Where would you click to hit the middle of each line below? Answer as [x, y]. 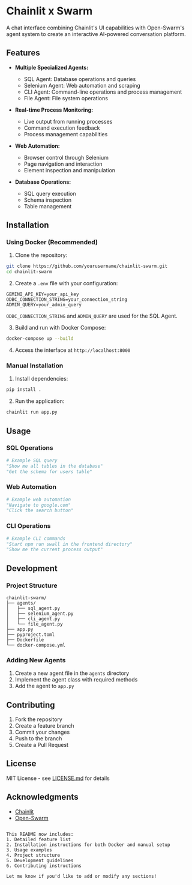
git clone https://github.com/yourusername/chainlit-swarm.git [87, 266]
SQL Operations [30, 448]
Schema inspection [48, 200]
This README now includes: [40, 834]
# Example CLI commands [36, 539]
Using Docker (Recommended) [52, 243]
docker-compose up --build [40, 339]
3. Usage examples [29, 850]
